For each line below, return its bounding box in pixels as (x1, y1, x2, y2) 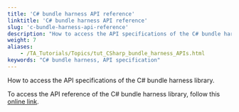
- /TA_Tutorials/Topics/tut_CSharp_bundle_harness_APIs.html (20, 50, 205, 57)
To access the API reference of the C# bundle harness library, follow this (7, 89, 221, 98)
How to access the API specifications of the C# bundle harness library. (7, 76, 215, 84)
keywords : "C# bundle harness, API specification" (7, 57, 161, 64)
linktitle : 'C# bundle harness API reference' (7, 17, 148, 24)
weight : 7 (7, 37, 37, 44)
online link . (7, 97, 39, 106)
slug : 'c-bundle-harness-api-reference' (7, 23, 129, 30)
